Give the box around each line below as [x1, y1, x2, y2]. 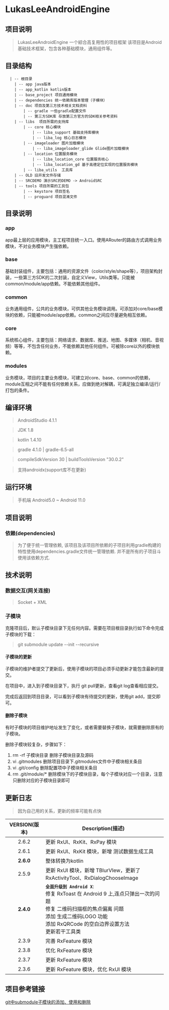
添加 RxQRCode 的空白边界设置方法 [45, 921, 130, 928]
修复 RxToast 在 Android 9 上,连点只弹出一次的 [45, 890, 155, 897]
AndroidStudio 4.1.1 [17, 417, 57, 423]
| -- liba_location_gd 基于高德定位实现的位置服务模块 [32, 162, 138, 167]
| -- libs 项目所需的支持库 [14, 119, 69, 124]
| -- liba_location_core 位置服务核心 [32, 156, 109, 162]
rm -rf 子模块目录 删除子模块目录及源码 [12, 752, 94, 758]
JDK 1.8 [17, 427, 34, 433]
